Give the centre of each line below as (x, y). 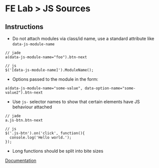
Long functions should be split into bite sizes (58, 151)
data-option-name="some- (110, 88)
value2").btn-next (24, 93)
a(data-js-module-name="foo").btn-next (46, 57)
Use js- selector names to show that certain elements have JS (76, 102)
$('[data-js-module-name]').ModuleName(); (49, 70)
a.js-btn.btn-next (24, 120)
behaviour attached (32, 107)
